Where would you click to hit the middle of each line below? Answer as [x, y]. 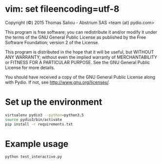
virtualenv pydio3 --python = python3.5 [44, 115]
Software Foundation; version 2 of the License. [52, 42]
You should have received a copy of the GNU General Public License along [80, 77]
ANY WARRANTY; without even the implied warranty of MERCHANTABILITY [81, 57]
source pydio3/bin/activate [34, 119]
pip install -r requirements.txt [39, 124]
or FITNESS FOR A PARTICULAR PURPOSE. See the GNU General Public [78, 62]
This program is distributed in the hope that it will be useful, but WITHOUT [80, 52]
